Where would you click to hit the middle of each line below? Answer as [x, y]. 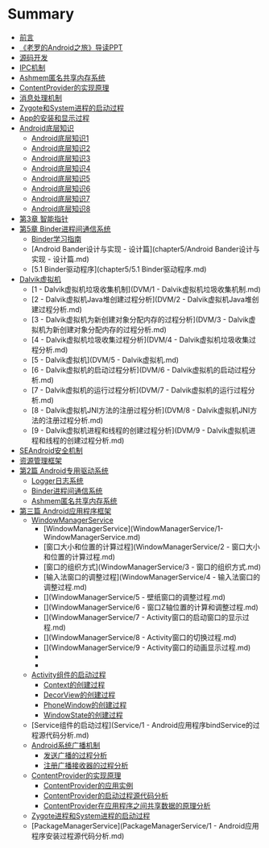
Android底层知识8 [61, 208]
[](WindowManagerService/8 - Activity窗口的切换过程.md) [140, 637]
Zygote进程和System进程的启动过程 [91, 816]
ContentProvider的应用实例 [88, 785]
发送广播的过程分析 [75, 755]
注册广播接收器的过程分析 [86, 765]
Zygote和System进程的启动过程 [71, 108]
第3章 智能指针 [44, 218]
